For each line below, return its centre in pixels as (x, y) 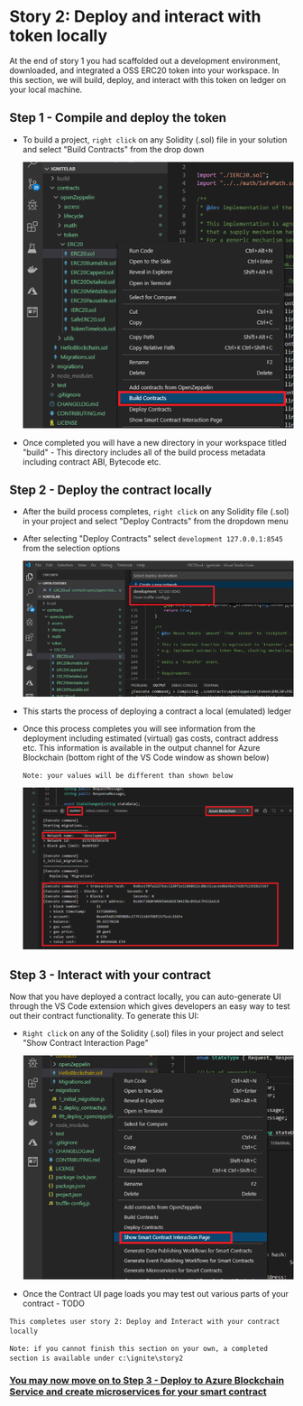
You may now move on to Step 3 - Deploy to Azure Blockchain (147, 1381)
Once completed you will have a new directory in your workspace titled (154, 442)
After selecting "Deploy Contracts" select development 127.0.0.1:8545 (153, 539)
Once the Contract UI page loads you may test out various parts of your (155, 1293)
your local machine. (46, 89)
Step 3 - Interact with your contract (110, 975)
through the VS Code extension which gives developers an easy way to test (150, 1006)
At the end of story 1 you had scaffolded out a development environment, (145, 60)
